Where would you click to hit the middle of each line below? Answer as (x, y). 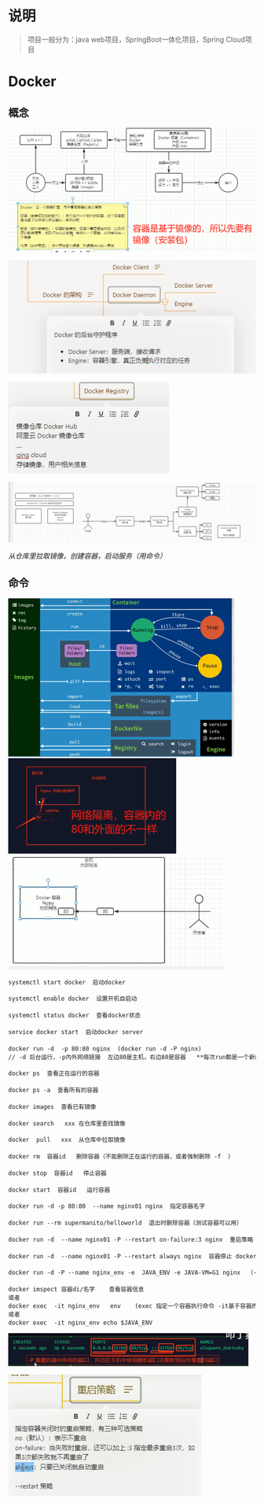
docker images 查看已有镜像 (52, 1106)
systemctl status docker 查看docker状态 (75, 1016)
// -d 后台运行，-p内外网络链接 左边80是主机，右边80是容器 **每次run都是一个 (129, 1057)
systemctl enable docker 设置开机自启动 (73, 999)
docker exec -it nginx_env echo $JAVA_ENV (81, 1323)
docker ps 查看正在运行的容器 (54, 1074)
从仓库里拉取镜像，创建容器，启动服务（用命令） (87, 556)
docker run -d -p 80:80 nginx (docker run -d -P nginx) (105, 1049)
